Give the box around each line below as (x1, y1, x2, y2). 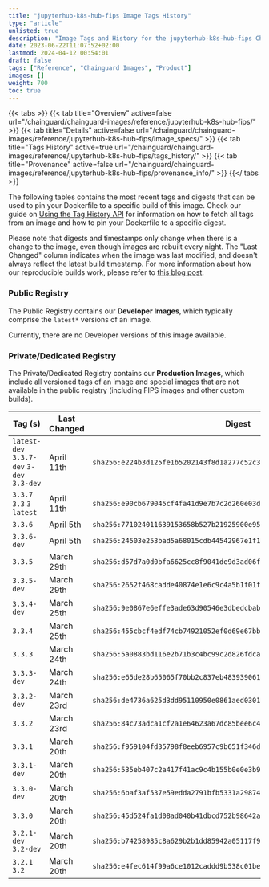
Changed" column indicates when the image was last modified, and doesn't (8, 251, 258, 260)
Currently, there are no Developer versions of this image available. (8, 330, 227, 340)
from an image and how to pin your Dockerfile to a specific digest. (8, 218, 227, 227)
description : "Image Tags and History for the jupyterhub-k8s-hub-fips (8, 34, 252, 43)
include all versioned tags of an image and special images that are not (8, 377, 239, 386)
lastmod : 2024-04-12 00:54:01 (8, 49, 110, 57)
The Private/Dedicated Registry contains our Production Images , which (8, 368, 245, 378)
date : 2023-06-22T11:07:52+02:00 (8, 42, 120, 50)
